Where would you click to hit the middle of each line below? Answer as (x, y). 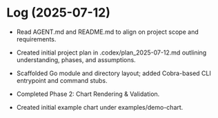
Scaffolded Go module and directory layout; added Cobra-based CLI (113, 73)
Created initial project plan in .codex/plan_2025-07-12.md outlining (111, 52)
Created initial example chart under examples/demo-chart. (100, 107)
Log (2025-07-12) (59, 13)
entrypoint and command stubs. (62, 80)
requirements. (36, 39)
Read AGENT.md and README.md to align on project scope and (107, 32)
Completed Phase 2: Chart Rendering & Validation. (88, 94)
